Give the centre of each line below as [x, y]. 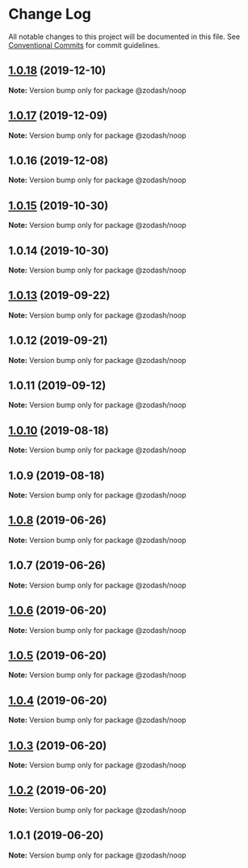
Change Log [50, 14]
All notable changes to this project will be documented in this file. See [124, 36]
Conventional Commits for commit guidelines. [84, 45]
